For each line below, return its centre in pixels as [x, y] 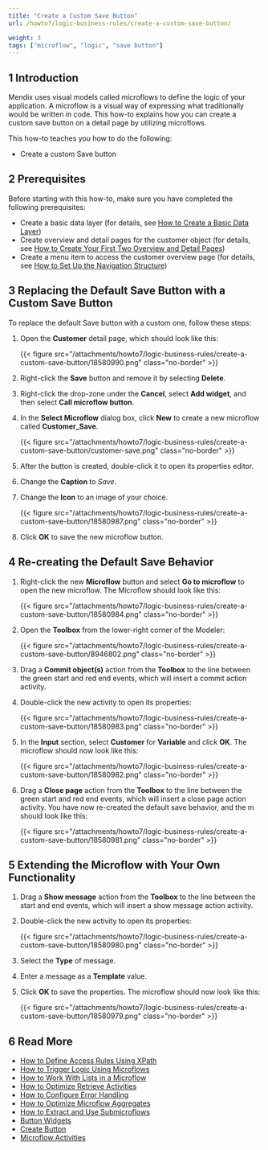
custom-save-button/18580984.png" [81, 614]
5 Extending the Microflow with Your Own [114, 865]
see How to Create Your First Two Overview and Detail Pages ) [122, 248]
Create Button [43, 1129]
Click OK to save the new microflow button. [92, 536]
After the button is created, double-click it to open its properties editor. [137, 466]
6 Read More [41, 1041]
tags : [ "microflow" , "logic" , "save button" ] [85, 45]
